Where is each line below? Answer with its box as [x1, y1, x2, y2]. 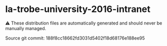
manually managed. [5, 25, 47, 31]
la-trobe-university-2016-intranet [5, 3, 151, 15]
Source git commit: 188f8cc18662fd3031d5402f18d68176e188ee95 [5, 35, 145, 41]
